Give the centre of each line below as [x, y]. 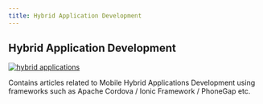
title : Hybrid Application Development [75, 16]
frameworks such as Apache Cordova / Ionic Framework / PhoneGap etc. [129, 91]
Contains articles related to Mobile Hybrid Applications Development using [132, 83]
